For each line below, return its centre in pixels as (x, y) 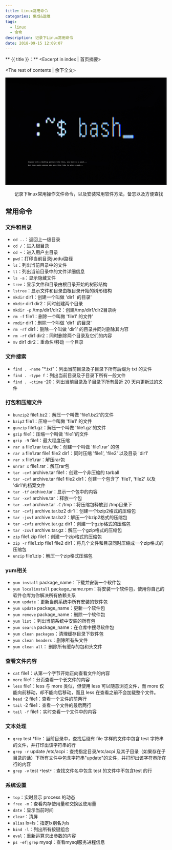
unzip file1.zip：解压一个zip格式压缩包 (53, 556)
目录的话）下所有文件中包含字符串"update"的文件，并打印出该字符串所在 (89, 758)
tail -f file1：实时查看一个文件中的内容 (55, 712)
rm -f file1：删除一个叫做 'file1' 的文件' (53, 317)
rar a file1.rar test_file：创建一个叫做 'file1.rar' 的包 (66, 447)
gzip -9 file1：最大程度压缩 (41, 440)
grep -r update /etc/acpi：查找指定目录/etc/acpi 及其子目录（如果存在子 (89, 751)
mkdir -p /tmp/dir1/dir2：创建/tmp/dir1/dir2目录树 (64, 310)
